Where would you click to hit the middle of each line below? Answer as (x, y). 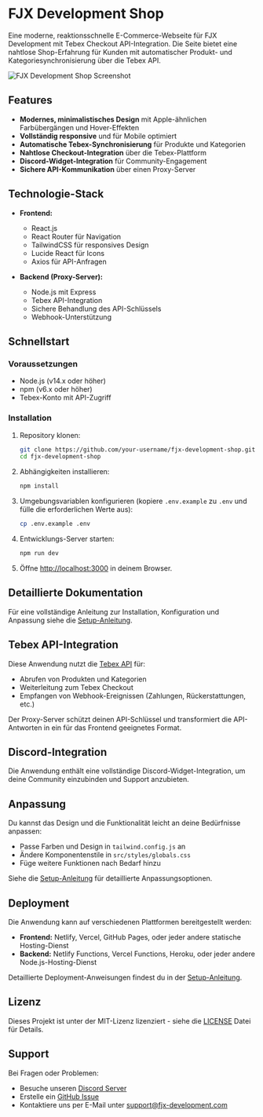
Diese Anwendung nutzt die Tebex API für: (77, 663)
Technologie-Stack (56, 194)
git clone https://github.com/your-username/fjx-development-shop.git (137, 449)
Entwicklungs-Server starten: (67, 539)
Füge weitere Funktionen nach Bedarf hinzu (90, 863)
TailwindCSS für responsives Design (90, 245)
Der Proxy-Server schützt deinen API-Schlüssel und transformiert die (120, 719)
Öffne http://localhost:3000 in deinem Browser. (96, 568)
